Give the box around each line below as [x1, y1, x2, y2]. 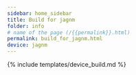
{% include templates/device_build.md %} [7, 61, 126, 68]
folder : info [7, 22, 45, 29]
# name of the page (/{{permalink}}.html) [7, 29, 131, 36]
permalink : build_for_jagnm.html [7, 35, 103, 42]
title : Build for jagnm [7, 16, 76, 23]
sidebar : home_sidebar [7, 10, 72, 17]
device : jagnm [7, 42, 48, 48]
